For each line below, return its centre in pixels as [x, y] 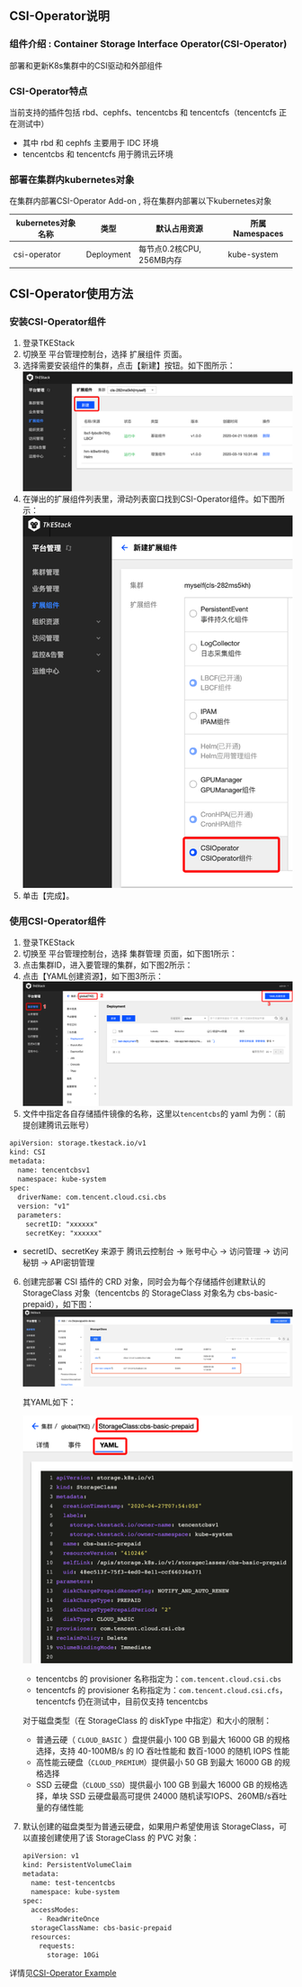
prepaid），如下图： [58, 1305]
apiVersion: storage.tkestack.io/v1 [78, 1143]
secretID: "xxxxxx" [62, 1224]
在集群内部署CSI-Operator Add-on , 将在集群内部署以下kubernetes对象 [141, 201]
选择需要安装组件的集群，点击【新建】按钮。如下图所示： [129, 366]
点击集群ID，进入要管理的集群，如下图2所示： [107, 965]
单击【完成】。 [48, 895]
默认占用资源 [180, 228]
